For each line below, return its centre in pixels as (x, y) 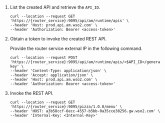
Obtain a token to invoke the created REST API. (58, 39)
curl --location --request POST (43, 57)
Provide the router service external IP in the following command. (76, 48)
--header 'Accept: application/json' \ (51, 75)
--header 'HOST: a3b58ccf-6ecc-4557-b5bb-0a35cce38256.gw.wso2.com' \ (85, 111)
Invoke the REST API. (31, 93)
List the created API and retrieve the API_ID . (55, 7)
